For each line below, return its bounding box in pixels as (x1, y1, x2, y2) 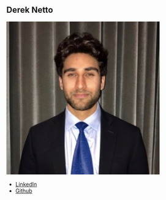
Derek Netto (6, 5, 53, 15)
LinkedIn (15, 180, 37, 188)
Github (15, 187, 32, 194)
